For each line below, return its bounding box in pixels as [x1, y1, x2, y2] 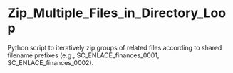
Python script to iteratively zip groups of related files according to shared [7, 43, 222, 52]
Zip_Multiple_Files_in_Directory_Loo [7, 5, 227, 21]
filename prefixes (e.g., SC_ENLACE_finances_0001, [7, 51, 160, 60]
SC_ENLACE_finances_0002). [7, 58, 94, 67]
